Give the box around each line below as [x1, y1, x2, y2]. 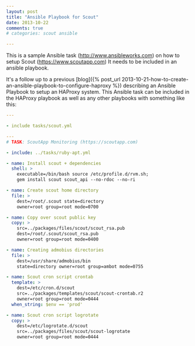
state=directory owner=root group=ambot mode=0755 [16, 263, 144, 269]
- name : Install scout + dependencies [6, 160, 101, 166]
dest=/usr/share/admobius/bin [16, 258, 91, 264]
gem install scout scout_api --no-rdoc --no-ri [16, 177, 135, 183]
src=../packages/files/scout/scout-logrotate [16, 328, 131, 335]
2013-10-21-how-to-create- [121, 76, 189, 83]
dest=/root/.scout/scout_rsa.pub [16, 231, 99, 237]
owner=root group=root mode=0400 [16, 236, 99, 242]
